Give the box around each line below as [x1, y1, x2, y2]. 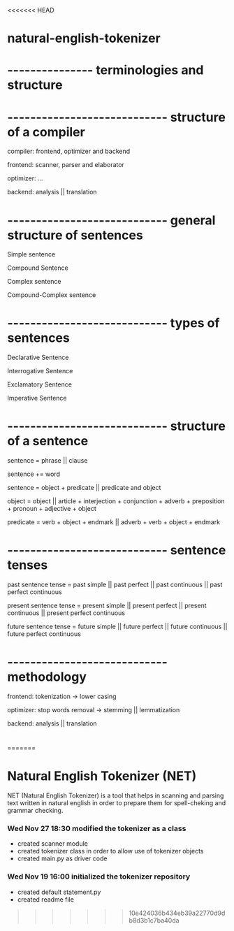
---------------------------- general [7, 212, 216, 228]
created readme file [17, 895, 75, 904]
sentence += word [7, 470, 61, 478]
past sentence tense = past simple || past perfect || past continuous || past [7, 580, 223, 589]
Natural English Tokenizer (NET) [7, 768, 197, 784]
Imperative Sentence [7, 394, 68, 403]
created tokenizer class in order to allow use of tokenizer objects [17, 847, 204, 856]
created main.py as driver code [17, 854, 108, 863]
